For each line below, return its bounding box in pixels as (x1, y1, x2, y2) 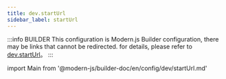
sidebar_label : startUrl (7, 16, 78, 23)
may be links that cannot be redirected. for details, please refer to (7, 42, 192, 50)
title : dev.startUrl (7, 10, 67, 17)
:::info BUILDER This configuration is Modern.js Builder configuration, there (7, 35, 219, 43)
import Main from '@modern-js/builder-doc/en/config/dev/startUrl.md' (7, 64, 207, 72)
